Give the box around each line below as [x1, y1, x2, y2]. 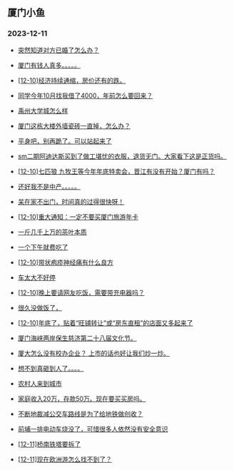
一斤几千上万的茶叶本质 [17, 228, 87, 236]
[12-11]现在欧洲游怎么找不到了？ [17, 455, 113, 464]
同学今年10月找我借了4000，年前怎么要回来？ [17, 91, 153, 100]
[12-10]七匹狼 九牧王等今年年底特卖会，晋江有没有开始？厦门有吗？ [17, 167, 215, 175]
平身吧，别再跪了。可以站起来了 [17, 136, 112, 145]
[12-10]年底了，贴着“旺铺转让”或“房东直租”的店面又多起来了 [17, 318, 193, 327]
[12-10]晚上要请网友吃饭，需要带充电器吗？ [17, 288, 145, 297]
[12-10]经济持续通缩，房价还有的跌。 [17, 76, 126, 84]
